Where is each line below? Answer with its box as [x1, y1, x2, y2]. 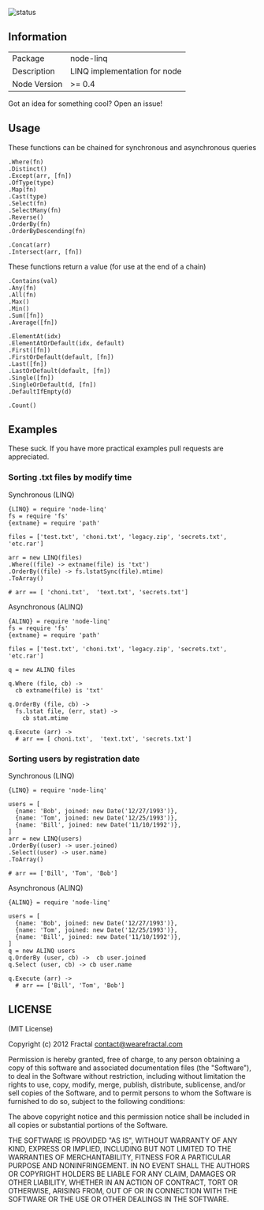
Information [8, 30, 68, 43]
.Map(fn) [8, 186, 37, 194]
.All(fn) [8, 291, 37, 299]
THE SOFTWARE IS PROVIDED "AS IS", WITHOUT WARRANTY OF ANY [8, 1135, 238, 1145]
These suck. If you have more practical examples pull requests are [8, 443, 224, 454]
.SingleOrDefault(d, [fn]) [8, 380, 97, 389]
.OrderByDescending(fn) [8, 227, 87, 235]
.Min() [8, 304, 30, 312]
